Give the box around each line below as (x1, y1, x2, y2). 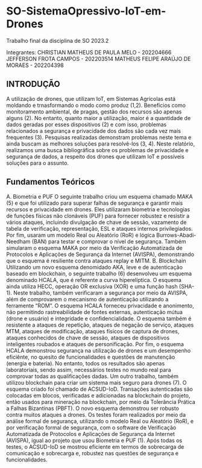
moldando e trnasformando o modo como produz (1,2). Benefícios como (6, 101, 186, 109)
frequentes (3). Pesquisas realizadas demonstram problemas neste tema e (6, 133, 192, 141)
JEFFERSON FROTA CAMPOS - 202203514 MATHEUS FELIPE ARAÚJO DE (6, 55, 191, 62)
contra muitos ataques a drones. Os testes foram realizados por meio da (6, 411, 186, 418)
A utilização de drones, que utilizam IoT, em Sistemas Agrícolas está (6, 95, 176, 102)
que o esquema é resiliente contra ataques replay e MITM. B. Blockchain (6, 257, 186, 264)
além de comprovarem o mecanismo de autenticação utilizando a (6, 295, 169, 303)
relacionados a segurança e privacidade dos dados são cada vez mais (6, 127, 181, 134)
